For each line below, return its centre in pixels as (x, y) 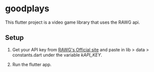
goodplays (27, 9)
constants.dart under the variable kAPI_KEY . (57, 55)
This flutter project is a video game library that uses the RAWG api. (73, 22)
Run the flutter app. (32, 64)
